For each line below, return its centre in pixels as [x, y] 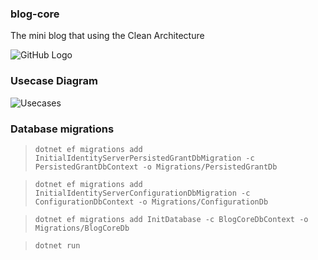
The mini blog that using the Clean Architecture [107, 36]
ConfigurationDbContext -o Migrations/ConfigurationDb [151, 202]
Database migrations [62, 129]
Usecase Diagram [54, 81]
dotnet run [57, 245]
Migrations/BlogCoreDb [82, 228]
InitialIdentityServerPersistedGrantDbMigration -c [144, 158]
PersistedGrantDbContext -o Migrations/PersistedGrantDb [156, 167]
